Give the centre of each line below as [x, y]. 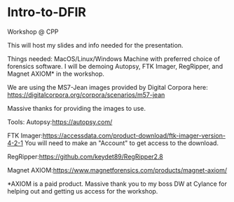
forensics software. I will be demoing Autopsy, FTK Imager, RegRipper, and [115, 66]
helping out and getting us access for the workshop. [83, 191]
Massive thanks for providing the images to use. [76, 108]
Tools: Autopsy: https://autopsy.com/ [60, 122]
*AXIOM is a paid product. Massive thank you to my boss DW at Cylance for [117, 184]
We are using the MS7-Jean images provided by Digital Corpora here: [108, 87]
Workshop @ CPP [33, 32]
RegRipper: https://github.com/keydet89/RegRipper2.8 [85, 156]
